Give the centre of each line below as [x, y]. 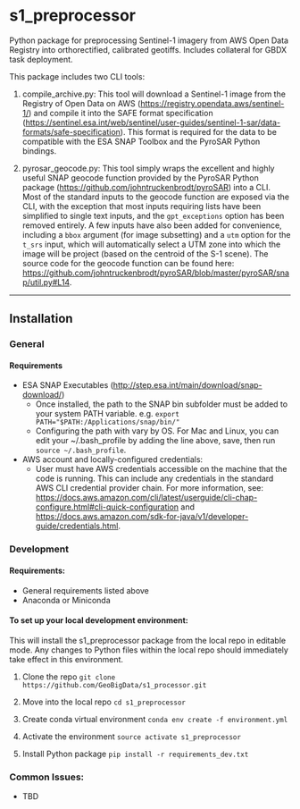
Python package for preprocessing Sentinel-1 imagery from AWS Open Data [149, 40]
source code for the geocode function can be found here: [128, 263]
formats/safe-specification [71, 131]
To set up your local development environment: [99, 620]
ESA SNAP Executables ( [68, 385]
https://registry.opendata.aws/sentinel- [212, 103]
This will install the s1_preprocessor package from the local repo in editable [148, 640]
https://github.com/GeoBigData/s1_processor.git [114, 685]
